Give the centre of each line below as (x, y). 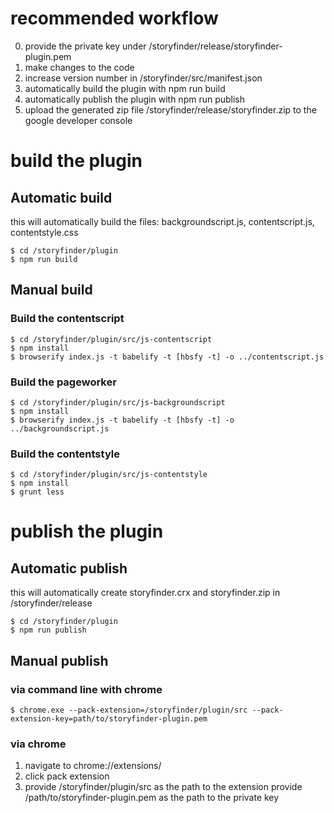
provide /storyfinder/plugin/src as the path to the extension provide (163, 787)
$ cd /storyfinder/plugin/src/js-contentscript (111, 339)
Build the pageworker (63, 382)
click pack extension (67, 776)
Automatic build (61, 197)
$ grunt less (37, 492)
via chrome (38, 744)
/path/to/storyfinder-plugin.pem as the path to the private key (152, 798)
